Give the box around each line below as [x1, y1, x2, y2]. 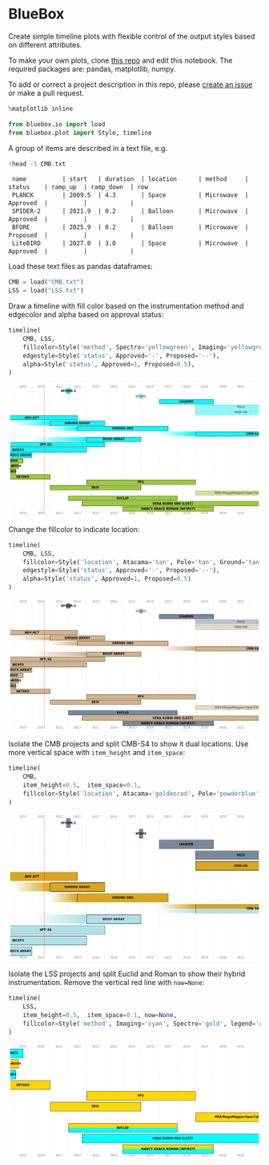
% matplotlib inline [8, 104, 74, 112]
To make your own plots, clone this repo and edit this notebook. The [8, 55, 233, 65]
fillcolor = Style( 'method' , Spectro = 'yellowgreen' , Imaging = [22, 343, 227, 351]
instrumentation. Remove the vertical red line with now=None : [8, 978, 205, 987]
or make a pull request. [8, 88, 84, 97]
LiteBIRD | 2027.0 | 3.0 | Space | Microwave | [11, 239, 249, 247]
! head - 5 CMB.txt [8, 160, 66, 168]
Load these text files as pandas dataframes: [8, 262, 154, 272]
